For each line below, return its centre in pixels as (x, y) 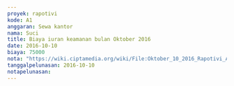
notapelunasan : (29, 71)
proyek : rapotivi (32, 14)
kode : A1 (20, 20)
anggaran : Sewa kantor (40, 26)
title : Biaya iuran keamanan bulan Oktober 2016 (79, 40)
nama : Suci (23, 33)
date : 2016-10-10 (32, 46)
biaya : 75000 (26, 53)
